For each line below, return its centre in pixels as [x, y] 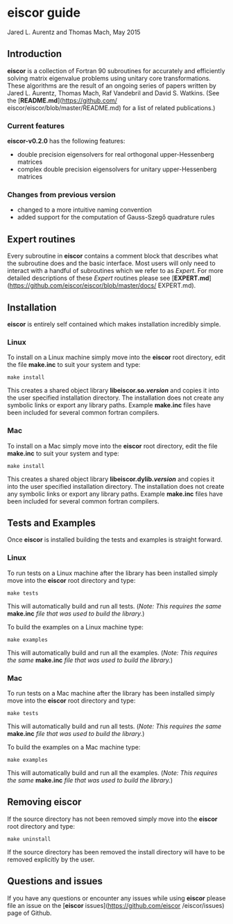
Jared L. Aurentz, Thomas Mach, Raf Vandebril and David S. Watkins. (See [113, 93]
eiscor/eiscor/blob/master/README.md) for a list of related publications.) [111, 108]
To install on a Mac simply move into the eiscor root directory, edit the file [112, 446]
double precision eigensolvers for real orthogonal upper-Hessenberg [116, 155]
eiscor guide [44, 13]
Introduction [35, 54]
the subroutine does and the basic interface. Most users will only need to [112, 263]
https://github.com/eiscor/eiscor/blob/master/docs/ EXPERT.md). [103, 285]
